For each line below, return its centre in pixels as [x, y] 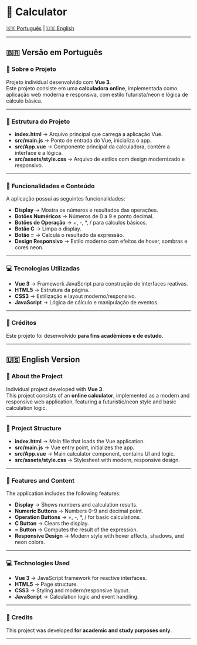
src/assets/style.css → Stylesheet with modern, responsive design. [97, 460]
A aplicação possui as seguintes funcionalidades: [66, 199]
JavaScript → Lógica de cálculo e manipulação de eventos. [86, 302]
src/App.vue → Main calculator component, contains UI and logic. [95, 453]
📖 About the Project [34, 376]
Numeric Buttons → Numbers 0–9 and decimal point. [79, 511]
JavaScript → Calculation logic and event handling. [77, 597]
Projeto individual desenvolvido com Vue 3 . [59, 82]
